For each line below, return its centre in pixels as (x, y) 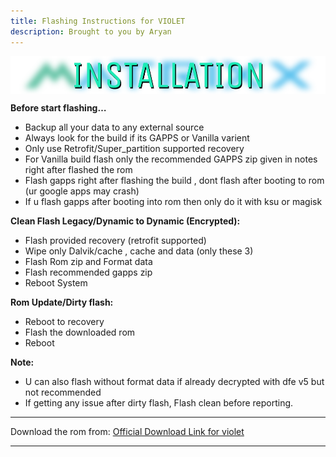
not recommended (63, 392)
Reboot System (56, 282)
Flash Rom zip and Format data (88, 261)
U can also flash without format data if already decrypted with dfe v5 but (174, 381)
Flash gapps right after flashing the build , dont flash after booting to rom (174, 180)
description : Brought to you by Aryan (91, 31)
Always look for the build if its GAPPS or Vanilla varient (137, 137)
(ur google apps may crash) (82, 191)
